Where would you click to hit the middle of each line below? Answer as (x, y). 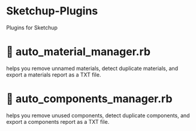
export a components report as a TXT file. (58, 121)
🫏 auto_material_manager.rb (79, 52)
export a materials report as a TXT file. (54, 74)
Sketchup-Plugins (52, 11)
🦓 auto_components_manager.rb (89, 99)
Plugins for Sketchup (32, 28)
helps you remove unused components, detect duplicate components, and (98, 115)
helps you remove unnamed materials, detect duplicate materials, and (92, 68)
